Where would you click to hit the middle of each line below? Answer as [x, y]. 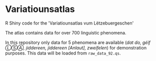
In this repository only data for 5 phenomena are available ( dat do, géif [78, 42]
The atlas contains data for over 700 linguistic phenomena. [66, 32]
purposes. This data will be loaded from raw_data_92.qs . [63, 53]
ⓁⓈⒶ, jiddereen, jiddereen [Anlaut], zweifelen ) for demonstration [76, 47]
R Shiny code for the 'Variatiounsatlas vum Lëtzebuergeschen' [69, 23]
